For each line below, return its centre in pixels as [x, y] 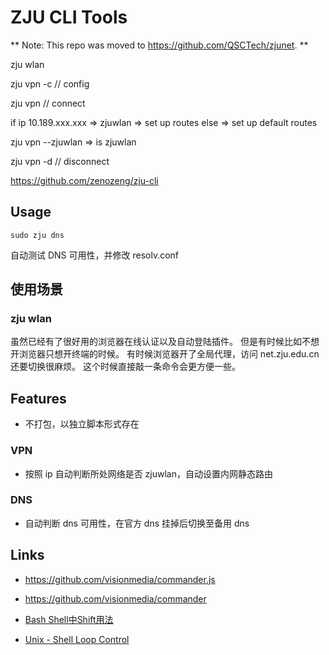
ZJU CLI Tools [69, 17]
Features [38, 398]
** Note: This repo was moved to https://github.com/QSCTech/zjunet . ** [159, 45]
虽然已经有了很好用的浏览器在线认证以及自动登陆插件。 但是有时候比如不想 [165, 342]
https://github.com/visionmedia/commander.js [120, 579]
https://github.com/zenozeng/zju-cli [84, 180]
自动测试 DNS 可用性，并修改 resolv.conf [95, 255]
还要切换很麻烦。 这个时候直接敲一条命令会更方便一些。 [125, 367]
